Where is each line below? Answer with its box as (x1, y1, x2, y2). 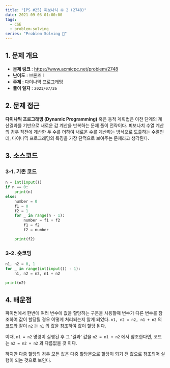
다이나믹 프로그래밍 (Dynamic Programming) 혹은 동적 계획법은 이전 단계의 (5, 116, 157, 122)
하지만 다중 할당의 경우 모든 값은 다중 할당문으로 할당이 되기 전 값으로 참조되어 (5, 351, 160, 357)
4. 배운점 (5, 296, 32, 304)
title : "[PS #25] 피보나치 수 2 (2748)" (5, 7, 87, 13)
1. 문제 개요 (5, 52, 38, 60)
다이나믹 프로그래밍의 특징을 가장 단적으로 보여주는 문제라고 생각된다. (12, 135, 149, 141)
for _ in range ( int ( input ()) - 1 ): (5, 266, 81, 271)
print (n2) (5, 280, 26, 285)
